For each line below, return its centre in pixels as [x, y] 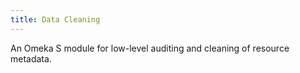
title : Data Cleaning [55, 19]
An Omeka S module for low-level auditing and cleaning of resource [150, 48]
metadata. [31, 58]
